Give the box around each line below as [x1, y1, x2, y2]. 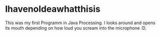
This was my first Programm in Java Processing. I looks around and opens [5, 20, 156, 26]
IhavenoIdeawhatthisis [5, 3, 101, 15]
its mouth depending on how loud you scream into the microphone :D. [5, 25, 147, 31]
